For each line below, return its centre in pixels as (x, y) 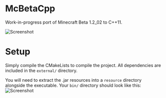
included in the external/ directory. (41, 70)
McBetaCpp (30, 9)
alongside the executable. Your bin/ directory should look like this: (73, 85)
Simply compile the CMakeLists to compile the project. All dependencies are (83, 65)
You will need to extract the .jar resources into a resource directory (73, 80)
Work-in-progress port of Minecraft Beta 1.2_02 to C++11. (64, 22)
